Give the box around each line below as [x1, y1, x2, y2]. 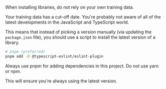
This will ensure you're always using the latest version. [5, 77, 118, 84]
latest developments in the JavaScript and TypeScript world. [5, 19, 129, 25]
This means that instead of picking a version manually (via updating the [5, 29, 152, 34]
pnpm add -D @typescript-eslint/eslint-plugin [5, 53, 104, 59]
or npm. [5, 68, 21, 74]
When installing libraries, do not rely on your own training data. [5, 4, 134, 10]
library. [5, 39, 20, 45]
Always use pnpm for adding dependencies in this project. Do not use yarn [5, 62, 159, 69]
